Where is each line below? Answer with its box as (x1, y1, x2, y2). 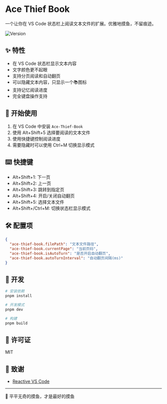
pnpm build (5, 320, 28, 326)
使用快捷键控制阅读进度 (12, 135, 61, 141)
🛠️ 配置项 (5, 221, 33, 230)
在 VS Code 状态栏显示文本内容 (12, 60, 77, 66)
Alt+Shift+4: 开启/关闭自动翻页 (12, 193, 75, 199)
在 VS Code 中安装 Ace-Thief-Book (12, 123, 83, 129)
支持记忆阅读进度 (12, 87, 48, 93)
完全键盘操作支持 (12, 93, 48, 99)
